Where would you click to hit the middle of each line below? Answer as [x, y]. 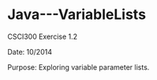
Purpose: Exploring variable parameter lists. [78, 67]
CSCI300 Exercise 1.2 [43, 36]
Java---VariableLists [77, 15]
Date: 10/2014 [30, 51]
